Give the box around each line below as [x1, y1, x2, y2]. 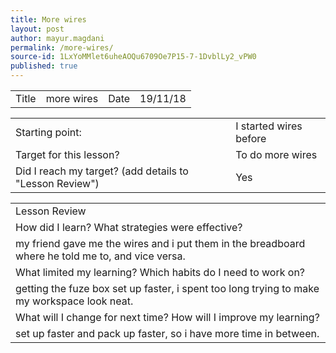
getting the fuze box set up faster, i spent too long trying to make [15, 282, 320, 295]
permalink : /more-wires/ [10, 42, 114, 53]
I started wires [235, 119, 303, 133]
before [235, 132, 267, 145]
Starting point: [15, 126, 82, 139]
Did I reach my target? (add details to [15, 164, 189, 178]
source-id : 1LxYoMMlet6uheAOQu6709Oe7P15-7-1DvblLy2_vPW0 [10, 52, 257, 62]
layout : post [10, 24, 65, 34]
